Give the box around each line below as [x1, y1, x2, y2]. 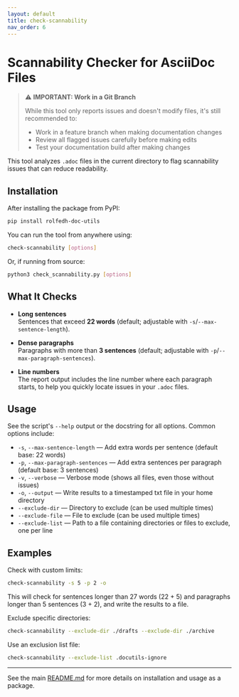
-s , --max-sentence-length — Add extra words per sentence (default [17, 443, 218, 452]
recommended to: [24, 115, 78, 123]
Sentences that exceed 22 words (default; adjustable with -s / [17, 317, 198, 326]
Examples [7, 547, 52, 559]
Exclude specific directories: [7, 614, 91, 622]
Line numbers [17, 367, 60, 376]
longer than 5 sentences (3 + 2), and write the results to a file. [7, 600, 189, 609]
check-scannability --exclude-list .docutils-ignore [7, 654, 167, 661]
